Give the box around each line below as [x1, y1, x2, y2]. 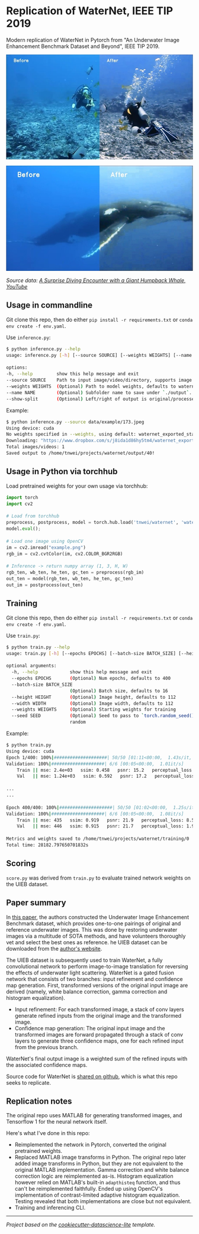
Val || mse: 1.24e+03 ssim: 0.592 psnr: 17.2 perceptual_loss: [17, 773, 197, 779]
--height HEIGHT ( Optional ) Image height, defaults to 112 [11, 694, 176, 700]
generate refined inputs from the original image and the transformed [14, 1012, 182, 1019]
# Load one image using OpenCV [6, 538, 84, 544]
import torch [6, 494, 38, 500]
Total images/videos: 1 [6, 444, 65, 450]
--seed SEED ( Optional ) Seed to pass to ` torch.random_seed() [11, 713, 195, 719]
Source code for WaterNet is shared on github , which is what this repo [6, 1073, 178, 1080]
